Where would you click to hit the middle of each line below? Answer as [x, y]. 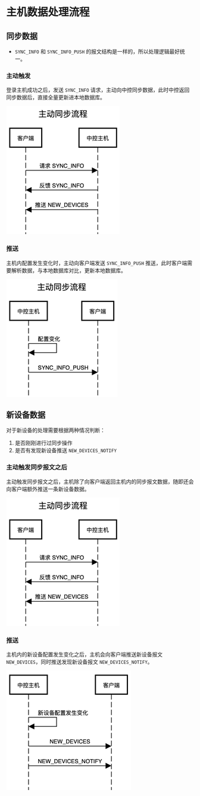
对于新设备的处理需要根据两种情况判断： [56, 430]
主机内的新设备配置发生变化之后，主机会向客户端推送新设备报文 [84, 654]
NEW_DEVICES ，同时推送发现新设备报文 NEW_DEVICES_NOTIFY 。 [79, 662]
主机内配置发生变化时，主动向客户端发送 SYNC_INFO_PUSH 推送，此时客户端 [97, 263]
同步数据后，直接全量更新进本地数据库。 [56, 97]
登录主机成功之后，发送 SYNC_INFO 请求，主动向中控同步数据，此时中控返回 [98, 90]
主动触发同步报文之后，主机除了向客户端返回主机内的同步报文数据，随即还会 [100, 481]
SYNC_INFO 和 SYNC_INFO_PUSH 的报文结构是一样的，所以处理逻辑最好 [97, 52]
